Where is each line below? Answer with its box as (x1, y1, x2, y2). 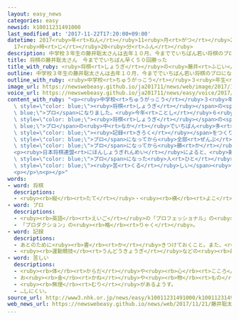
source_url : (7, 294, 43, 302)
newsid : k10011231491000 (7, 23, 81, 31)
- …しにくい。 (14, 287, 51, 294)
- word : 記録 (7, 228, 44, 235)
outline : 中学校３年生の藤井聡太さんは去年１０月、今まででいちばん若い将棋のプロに (7, 70, 227, 77)
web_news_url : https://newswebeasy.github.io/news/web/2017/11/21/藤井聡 (7, 301, 228, 308)
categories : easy (7, 17, 59, 24)
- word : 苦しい (7, 255, 49, 262)
